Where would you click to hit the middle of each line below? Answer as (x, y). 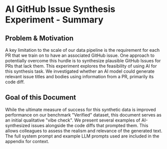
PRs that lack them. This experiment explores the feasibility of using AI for (81, 66)
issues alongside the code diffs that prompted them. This (90, 125)
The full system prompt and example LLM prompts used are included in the (82, 136)
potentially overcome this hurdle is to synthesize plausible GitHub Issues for (83, 61)
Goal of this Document (41, 97)
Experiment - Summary (54, 20)
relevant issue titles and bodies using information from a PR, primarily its (80, 76)
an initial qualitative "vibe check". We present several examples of (73, 120)
